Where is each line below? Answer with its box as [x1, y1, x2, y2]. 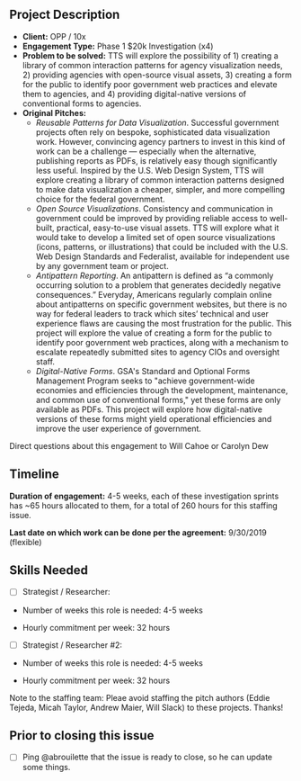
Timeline [9, 467, 60, 482]
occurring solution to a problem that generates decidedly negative [35, 279, 281, 291]
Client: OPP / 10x [22, 31, 87, 41]
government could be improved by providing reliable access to [35, 212, 268, 223]
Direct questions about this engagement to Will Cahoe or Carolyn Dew [9, 440, 270, 451]
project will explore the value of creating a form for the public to [35, 328, 272, 338]
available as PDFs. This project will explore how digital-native [35, 404, 263, 415]
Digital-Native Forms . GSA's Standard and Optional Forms [35, 365, 251, 376]
